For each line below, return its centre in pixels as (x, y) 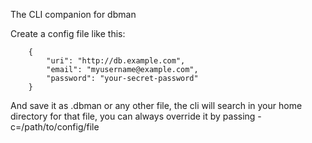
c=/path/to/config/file (55, 127)
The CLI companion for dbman (73, 14)
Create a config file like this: (68, 33)
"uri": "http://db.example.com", (116, 61)
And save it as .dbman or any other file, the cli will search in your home (156, 105)
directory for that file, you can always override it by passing (133, 116)
